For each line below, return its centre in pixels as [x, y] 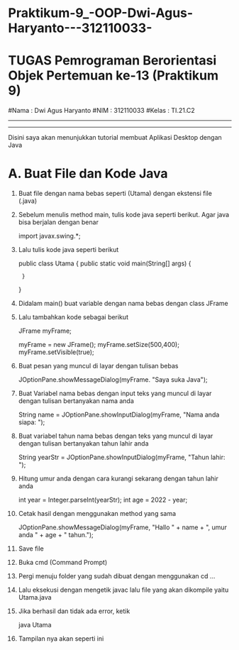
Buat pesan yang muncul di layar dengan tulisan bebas [98, 366]
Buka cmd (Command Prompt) [63, 563]
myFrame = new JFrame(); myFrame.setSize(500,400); [99, 345]
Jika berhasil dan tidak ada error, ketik [74, 611]
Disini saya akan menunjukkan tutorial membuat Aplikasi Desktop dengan [115, 138]
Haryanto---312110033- [80, 28]
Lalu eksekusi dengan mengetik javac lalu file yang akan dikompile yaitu [123, 590]
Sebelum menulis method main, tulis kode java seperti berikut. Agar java [124, 215]
